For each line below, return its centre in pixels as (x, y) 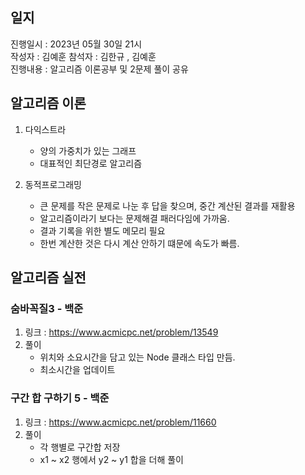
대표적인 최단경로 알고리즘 (91, 163)
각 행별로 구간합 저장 (80, 447)
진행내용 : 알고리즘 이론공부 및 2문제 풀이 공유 (99, 69)
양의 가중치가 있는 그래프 (88, 150)
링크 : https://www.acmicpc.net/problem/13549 (121, 332)
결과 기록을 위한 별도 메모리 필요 (102, 230)
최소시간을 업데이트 (77, 370)
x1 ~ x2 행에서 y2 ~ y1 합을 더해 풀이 (111, 459)
